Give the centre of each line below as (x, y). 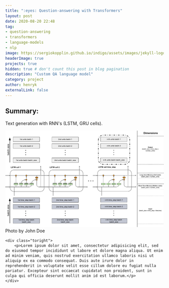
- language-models (24, 43)
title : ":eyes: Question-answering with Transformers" (64, 11)
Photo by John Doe (25, 231)
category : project (24, 80)
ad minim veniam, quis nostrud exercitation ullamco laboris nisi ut (80, 256)
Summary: (22, 111)
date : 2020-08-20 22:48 (30, 21)
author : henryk (21, 85)
